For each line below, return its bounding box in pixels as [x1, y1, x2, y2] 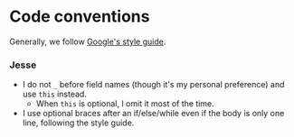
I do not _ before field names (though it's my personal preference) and [22, 79, 285, 90]
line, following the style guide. [22, 117, 135, 128]
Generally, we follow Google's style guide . [9, 36, 166, 47]
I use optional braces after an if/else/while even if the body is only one [22, 108, 285, 119]
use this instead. [22, 88, 88, 100]
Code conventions [9, 6, 150, 27]
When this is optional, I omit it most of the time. [35, 98, 214, 109]
